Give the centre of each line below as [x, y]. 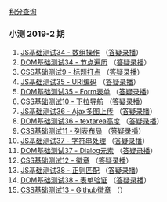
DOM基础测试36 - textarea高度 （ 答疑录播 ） [92, 121]
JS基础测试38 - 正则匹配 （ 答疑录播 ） [82, 171]
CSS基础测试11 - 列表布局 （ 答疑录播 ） [83, 131]
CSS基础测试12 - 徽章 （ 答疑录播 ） [76, 160]
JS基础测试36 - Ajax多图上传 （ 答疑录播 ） [88, 112]
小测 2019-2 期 [37, 34]
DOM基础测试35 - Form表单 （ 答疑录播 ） [87, 92]
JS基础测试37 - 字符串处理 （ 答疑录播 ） [85, 141]
